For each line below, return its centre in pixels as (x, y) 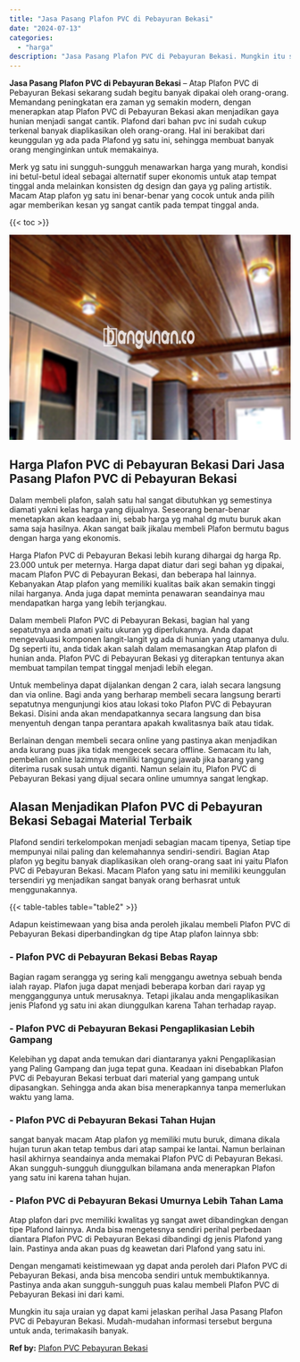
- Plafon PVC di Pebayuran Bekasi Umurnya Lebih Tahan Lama (146, 1201)
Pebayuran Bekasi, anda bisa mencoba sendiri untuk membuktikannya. (140, 1275)
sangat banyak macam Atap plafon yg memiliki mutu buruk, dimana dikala (145, 1139)
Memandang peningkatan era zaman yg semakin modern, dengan (130, 102)
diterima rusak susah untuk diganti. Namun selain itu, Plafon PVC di (133, 769)
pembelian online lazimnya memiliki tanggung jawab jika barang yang (137, 759)
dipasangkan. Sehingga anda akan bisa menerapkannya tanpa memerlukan (147, 1087)
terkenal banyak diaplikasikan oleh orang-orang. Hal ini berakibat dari (137, 131)
